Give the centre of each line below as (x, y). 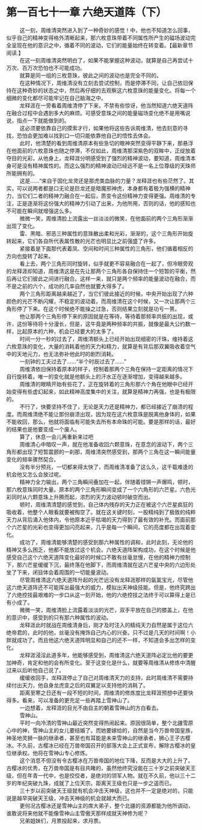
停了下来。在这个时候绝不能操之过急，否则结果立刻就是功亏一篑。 (98, 308)
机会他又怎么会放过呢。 (35, 474)
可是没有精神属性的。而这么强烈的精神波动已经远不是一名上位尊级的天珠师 (103, 166)
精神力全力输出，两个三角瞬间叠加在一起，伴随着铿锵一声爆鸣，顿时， (106, 482)
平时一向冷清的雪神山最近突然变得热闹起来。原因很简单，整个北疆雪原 (106, 723)
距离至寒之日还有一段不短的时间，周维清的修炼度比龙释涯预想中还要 (104, 693)
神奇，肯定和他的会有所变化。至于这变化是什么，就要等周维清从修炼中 (98, 663)
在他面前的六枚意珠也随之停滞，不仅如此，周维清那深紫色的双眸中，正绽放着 (101, 151)
